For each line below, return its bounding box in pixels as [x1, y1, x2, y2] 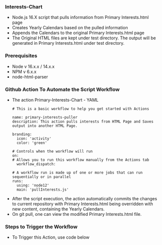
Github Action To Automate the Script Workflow [5, 86, 120, 93]
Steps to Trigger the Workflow [5, 223, 78, 230]
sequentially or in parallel [12, 174, 71, 179]
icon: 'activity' [16, 136, 52, 141]
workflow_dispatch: [16, 161, 56, 166]
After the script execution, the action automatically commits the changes [12, 195, 158, 201]
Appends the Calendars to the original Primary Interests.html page [12, 30, 145, 36]
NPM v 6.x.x [12, 69, 37, 74]
